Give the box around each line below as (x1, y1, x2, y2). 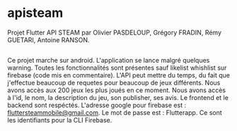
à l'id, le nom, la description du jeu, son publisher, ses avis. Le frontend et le (7, 94, 229, 102)
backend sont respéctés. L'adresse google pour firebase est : (7, 101, 186, 110)
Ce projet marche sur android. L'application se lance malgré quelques (7, 56, 210, 65)
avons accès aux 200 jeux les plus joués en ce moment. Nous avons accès (7, 86, 226, 94)
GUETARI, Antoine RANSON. (7, 35, 90, 44)
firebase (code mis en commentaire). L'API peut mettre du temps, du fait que (7, 71, 230, 80)
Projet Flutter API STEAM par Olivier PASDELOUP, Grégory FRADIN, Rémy (7, 28, 221, 37)
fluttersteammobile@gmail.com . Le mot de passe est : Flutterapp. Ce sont (7, 108, 223, 117)
